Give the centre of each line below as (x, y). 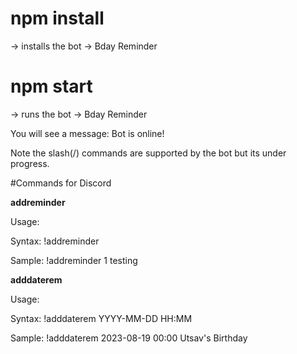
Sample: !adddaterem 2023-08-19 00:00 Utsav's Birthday (129, 338)
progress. (30, 163)
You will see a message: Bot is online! (87, 133)
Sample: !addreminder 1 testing (74, 260)
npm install (57, 18)
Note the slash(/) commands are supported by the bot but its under (148, 153)
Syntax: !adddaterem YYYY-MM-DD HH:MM (101, 318)
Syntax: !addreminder (55, 241)
